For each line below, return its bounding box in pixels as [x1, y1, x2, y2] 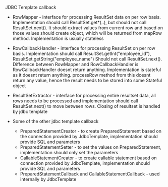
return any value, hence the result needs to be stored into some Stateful [12, 78, 162, 83]
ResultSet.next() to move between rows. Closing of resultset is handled [12, 103, 160, 109]
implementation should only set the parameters [20, 150, 119, 155]
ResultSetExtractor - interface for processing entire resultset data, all [12, 93, 156, 98]
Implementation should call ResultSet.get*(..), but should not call [12, 20, 147, 25]
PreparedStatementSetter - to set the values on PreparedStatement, [20, 144, 161, 150]
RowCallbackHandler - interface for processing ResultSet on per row [12, 45, 155, 51]
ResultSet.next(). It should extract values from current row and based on [12, 25, 163, 31]
